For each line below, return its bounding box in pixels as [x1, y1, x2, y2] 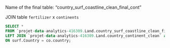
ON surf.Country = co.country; [5, 38, 71, 43]
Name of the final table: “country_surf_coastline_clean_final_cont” [5, 5, 142, 10]
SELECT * [5, 24, 24, 29]
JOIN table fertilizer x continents [5, 14, 79, 20]
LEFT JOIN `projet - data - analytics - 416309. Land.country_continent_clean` [5, 33, 162, 38]
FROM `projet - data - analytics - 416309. [5, 28, 85, 33]
